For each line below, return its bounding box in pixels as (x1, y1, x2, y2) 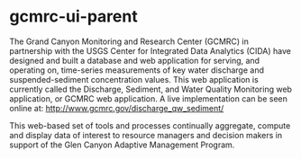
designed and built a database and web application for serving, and (9, 55, 260, 66)
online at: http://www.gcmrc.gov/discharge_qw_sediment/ (9, 102, 224, 113)
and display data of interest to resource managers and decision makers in (9, 129, 283, 140)
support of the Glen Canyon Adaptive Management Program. (9, 139, 235, 150)
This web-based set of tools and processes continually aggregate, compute (9, 119, 291, 131)
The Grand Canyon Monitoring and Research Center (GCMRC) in (9, 36, 250, 47)
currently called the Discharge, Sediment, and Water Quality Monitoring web (9, 84, 293, 94)
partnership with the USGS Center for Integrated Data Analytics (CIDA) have (9, 45, 291, 56)
